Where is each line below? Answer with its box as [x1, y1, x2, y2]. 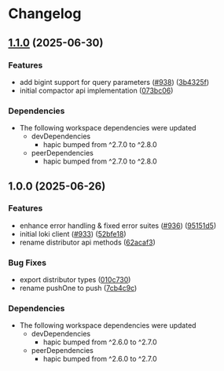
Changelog [8, 5, 82, 23]
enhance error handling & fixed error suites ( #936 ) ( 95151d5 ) [19, 221, 217, 230]
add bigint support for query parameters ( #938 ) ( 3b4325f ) [19, 77, 210, 86]
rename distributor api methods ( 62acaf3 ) [19, 237, 156, 247]
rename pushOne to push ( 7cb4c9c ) [19, 284, 138, 293]
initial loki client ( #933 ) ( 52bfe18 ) [19, 229, 127, 238]
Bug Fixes [8, 257, 47, 268]
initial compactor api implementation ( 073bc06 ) [19, 86, 174, 95]
